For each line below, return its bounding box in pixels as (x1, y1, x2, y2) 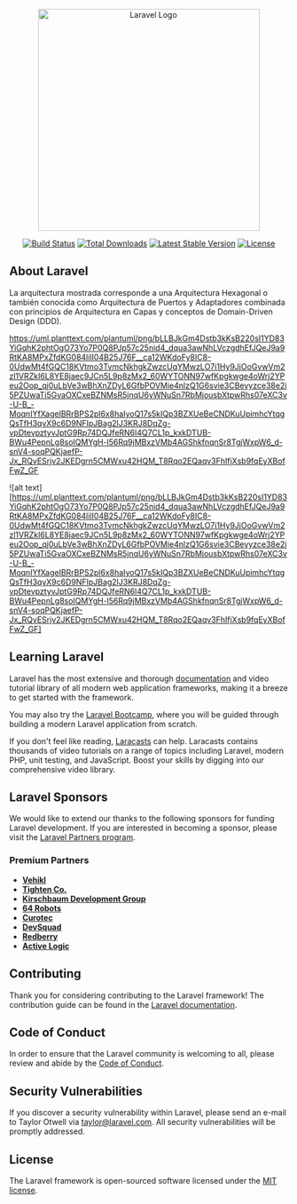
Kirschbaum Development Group (21, 893, 146, 904)
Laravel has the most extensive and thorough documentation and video (9, 673, 270, 684)
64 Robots (21, 902, 62, 914)
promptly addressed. (9, 1126, 86, 1137)
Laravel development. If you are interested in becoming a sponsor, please (9, 822, 277, 834)
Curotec (21, 912, 53, 923)
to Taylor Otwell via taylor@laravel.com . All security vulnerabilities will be (9, 1117, 277, 1128)
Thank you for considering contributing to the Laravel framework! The (9, 990, 264, 1001)
